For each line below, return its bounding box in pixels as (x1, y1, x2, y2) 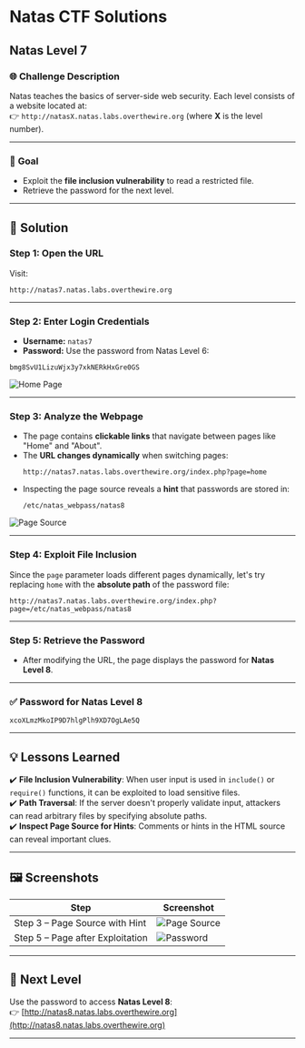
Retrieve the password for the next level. (22, 185, 174, 196)
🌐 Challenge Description (9, 70, 120, 83)
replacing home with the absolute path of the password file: (9, 579, 230, 589)
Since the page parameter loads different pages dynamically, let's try (9, 569, 266, 579)
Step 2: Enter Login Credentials (9, 315, 150, 327)
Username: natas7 (22, 336, 93, 347)
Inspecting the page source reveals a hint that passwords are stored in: (22, 484, 290, 495)
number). (9, 123, 44, 134)
